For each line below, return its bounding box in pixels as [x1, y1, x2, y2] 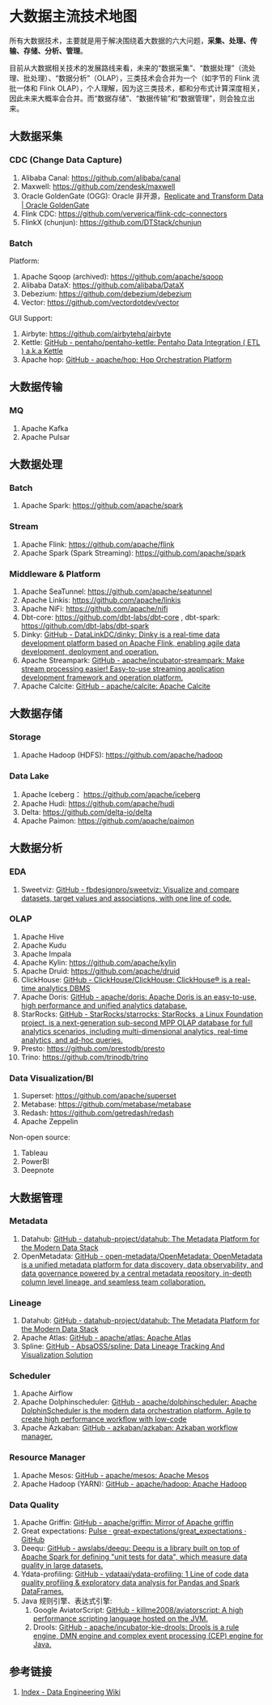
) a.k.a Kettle [20, 346, 63, 356]
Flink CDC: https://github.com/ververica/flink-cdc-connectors [20, 208, 227, 219]
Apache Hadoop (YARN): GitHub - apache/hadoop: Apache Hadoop [20, 1479, 248, 1489]
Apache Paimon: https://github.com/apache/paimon [20, 816, 195, 825]
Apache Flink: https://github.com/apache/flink [20, 539, 175, 549]
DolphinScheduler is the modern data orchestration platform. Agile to [20, 1406, 252, 1416]
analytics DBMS [37, 983, 91, 993]
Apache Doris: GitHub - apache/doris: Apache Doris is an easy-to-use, [20, 991, 257, 1001]
